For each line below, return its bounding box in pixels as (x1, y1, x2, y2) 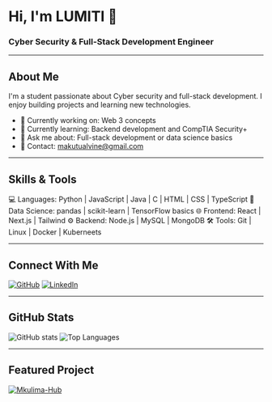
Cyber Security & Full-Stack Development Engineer (8, 36, 215, 48)
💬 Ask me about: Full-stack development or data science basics (19, 133, 233, 142)
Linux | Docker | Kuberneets (8, 227, 102, 237)
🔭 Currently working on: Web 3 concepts (19, 116, 156, 125)
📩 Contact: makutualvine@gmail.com (19, 142, 144, 151)
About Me (8, 70, 59, 83)
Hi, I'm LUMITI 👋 (8, 7, 117, 26)
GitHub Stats (8, 311, 74, 324)
